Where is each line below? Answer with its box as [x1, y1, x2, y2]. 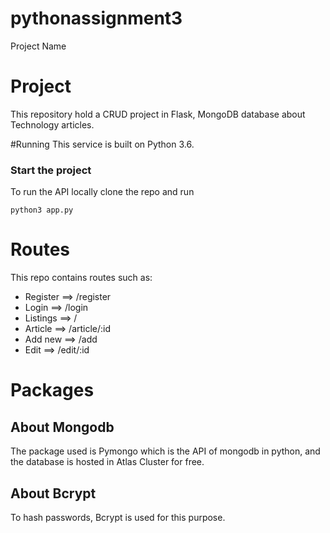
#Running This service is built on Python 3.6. [10, 138, 195, 150]
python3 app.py [10, 205, 74, 216]
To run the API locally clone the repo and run [10, 186, 195, 198]
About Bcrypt [10, 485, 97, 502]
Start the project [10, 163, 92, 177]
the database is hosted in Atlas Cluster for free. [10, 456, 205, 468]
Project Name [10, 40, 67, 52]
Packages [10, 379, 95, 402]
